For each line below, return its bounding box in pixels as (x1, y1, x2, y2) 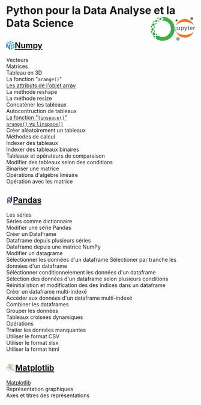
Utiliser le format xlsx (6, 339, 59, 346)
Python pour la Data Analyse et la (6, 4, 176, 17)
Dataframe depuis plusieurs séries (6, 237, 91, 244)
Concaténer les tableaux (6, 101, 67, 108)
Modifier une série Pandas (6, 224, 71, 231)
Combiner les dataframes (6, 300, 69, 308)
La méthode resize (6, 94, 52, 102)
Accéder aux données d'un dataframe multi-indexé (6, 294, 133, 301)
